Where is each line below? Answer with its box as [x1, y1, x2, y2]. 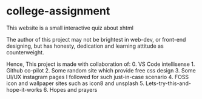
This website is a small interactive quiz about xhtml [6, 24, 133, 31]
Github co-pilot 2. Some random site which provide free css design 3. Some [6, 66, 196, 74]
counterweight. [6, 48, 44, 56]
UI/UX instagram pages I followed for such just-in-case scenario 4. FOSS [6, 73, 189, 80]
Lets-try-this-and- [145, 80, 191, 87]
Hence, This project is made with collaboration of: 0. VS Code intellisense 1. [6, 60, 195, 68]
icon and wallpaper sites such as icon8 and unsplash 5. [6, 80, 144, 87]
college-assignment [6, 4, 110, 18]
